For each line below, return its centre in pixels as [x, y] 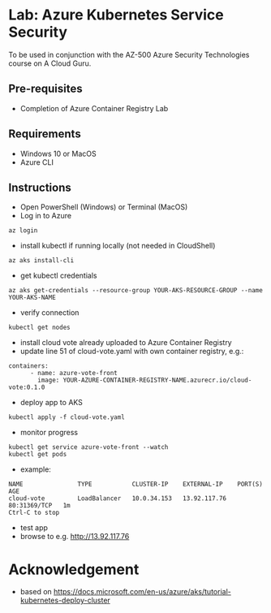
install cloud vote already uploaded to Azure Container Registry [126, 343]
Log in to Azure [45, 216]
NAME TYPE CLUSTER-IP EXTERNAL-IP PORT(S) [136, 485]
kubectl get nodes [39, 328]
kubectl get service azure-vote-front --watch [88, 447]
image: [49, 380]
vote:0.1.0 [27, 387]
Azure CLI [37, 162]
